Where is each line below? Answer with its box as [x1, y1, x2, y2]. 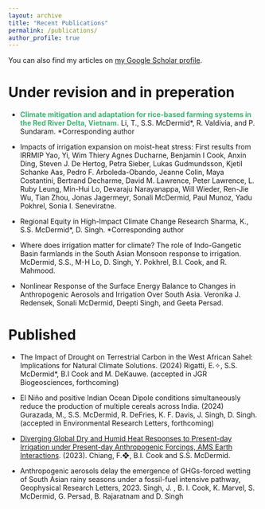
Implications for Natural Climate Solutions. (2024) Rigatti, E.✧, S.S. [19, 361, 238, 371]
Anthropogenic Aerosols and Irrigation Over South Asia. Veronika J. [19, 289, 241, 299]
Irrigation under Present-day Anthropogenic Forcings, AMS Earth [19, 442, 233, 452]
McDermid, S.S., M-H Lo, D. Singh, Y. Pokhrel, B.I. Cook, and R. [19, 258, 228, 267]
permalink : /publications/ [8, 26, 98, 34]
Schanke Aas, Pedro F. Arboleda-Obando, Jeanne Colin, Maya [19, 168, 224, 177]
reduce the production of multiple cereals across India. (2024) [19, 402, 224, 411]
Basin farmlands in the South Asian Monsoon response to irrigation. [19, 249, 241, 258]
